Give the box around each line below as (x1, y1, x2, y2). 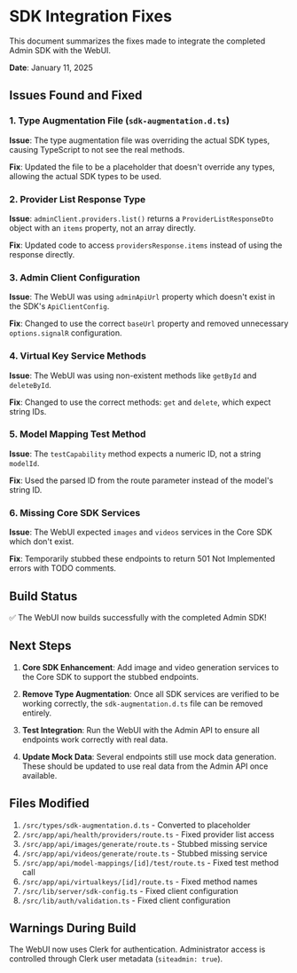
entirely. (21, 708, 52, 718)
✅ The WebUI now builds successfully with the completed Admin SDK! (9, 612, 268, 622)
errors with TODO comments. (9, 563, 117, 574)
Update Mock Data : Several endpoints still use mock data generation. (21, 751, 277, 762)
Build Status (9, 589, 78, 604)
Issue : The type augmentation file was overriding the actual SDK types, (9, 135, 270, 146)
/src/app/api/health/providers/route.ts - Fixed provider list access (21, 828, 275, 840)
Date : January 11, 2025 (9, 62, 93, 73)
